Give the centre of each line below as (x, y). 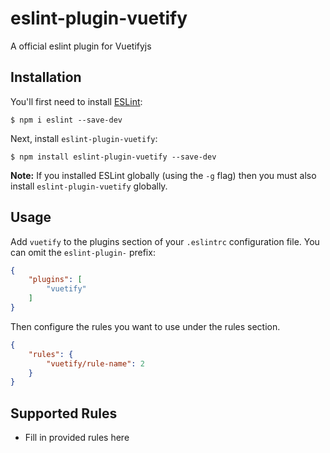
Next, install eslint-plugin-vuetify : (84, 138)
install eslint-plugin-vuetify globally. (89, 186)
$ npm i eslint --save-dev (66, 120)
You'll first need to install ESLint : (76, 101)
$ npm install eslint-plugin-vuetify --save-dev (113, 157)
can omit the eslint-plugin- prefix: (83, 252)
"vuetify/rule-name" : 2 (95, 363)
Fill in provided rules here (77, 438)
